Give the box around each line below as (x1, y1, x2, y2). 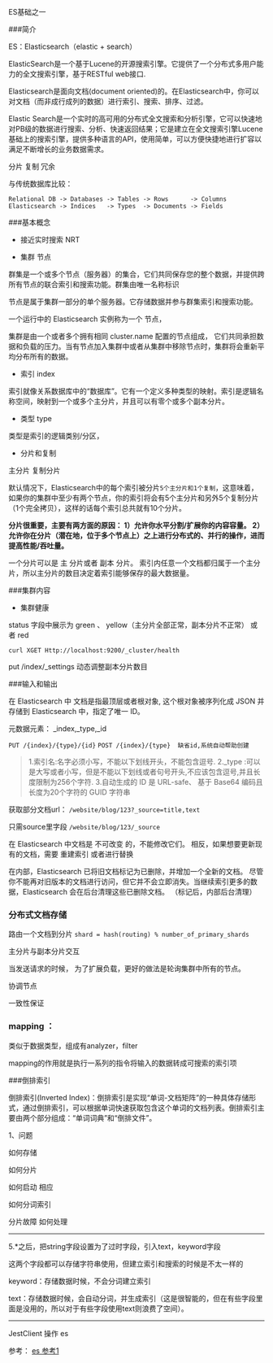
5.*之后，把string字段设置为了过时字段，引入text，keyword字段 (8, 1241, 221, 1251)
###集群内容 (8, 586, 51, 595)
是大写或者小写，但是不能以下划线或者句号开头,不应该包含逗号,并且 (28, 767, 253, 777)
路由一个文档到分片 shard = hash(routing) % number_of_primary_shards (8, 930, 249, 939)
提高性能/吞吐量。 (8, 541, 69, 551)
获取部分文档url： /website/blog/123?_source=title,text (8, 804, 201, 814)
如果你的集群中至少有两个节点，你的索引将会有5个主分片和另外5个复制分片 (8, 493, 259, 503)
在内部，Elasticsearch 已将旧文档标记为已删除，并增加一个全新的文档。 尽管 (8, 867, 264, 876)
